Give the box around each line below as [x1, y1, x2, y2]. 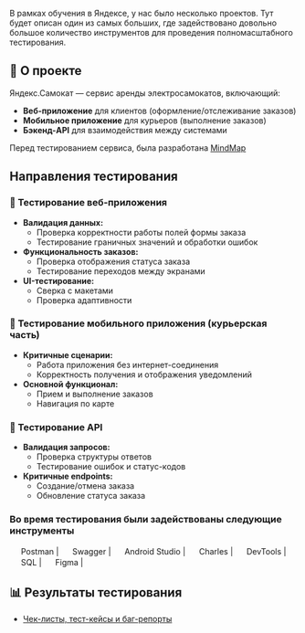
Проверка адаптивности [36, 294, 132, 305]
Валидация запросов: [22, 442, 110, 453]
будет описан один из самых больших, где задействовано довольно [9, 17, 277, 28]
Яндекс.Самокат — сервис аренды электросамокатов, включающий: [9, 87, 281, 99]
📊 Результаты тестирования [9, 585, 183, 600]
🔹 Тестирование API [9, 420, 103, 433]
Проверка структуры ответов [36, 451, 152, 462]
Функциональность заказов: [22, 246, 139, 257]
